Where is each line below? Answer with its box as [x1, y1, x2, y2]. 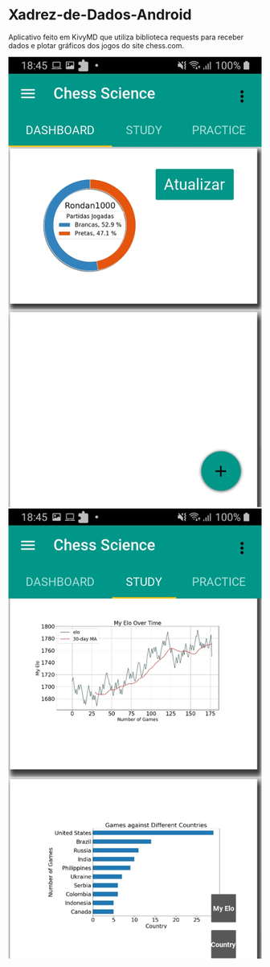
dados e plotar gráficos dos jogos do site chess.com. [8, 40, 185, 50]
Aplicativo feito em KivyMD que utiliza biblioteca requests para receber [8, 32, 244, 42]
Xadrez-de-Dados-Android [8, 6, 192, 24]
